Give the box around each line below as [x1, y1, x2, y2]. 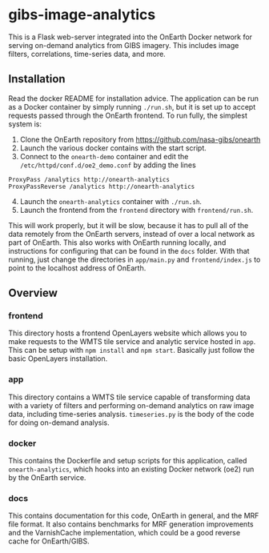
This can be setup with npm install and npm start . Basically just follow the [8, 346, 255, 355]
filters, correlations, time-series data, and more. [8, 49, 166, 58]
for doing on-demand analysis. [8, 418, 110, 427]
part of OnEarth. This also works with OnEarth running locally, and [8, 238, 227, 247]
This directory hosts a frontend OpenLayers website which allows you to [8, 328, 247, 338]
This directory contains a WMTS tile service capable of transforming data [8, 392, 251, 402]
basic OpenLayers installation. [8, 354, 108, 363]
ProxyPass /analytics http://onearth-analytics [8, 175, 171, 183]
